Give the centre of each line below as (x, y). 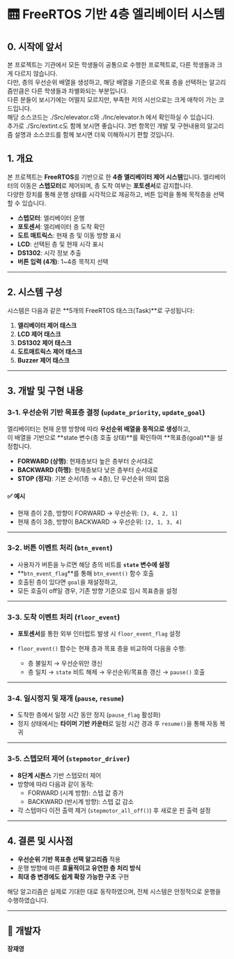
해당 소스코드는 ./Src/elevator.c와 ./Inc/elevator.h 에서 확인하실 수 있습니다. (111, 117)
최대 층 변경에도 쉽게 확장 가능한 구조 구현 (73, 877)
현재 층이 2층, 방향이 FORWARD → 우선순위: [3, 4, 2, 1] (97, 513)
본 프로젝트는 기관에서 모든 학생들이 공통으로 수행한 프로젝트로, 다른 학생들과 (111, 65)
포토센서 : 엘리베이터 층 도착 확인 (61, 226)
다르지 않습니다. (36, 73)
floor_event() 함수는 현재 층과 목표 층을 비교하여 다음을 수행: (102, 649)
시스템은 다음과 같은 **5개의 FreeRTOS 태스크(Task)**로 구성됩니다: (101, 310)
